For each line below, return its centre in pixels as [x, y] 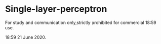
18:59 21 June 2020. [26, 37]
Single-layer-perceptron [56, 9]
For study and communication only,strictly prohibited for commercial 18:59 [81, 22]
